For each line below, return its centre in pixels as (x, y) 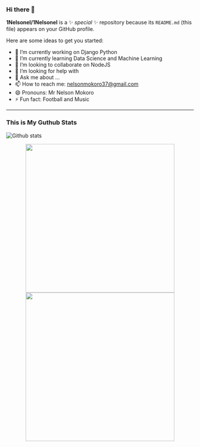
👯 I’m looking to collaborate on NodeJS (62, 65)
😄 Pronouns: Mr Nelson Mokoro (54, 93)
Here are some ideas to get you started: (55, 40)
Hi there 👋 (21, 10)
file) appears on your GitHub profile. (50, 29)
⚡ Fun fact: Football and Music (52, 99)
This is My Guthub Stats (42, 122)
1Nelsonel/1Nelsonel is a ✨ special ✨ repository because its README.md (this (99, 23)
